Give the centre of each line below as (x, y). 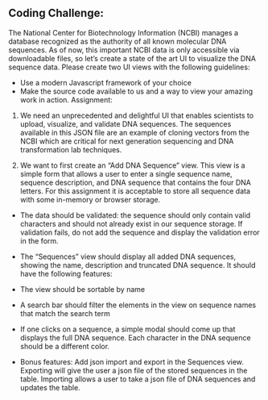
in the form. (39, 240)
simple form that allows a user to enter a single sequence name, (126, 173)
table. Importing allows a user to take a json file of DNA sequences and (138, 379)
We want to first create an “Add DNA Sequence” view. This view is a (132, 165)
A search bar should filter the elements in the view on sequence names (138, 305)
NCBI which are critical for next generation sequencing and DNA (127, 141)
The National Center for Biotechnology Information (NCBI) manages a (124, 32)
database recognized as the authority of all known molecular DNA (118, 41)
